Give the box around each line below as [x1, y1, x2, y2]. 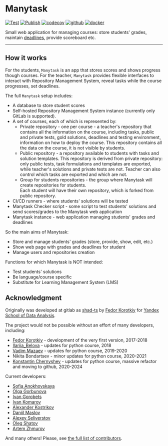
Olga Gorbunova [12, 388, 46, 394]
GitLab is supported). [12, 113, 56, 119]
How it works [5, 53, 47, 62]
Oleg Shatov [12, 420, 38, 426]
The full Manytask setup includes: [5, 92, 73, 98]
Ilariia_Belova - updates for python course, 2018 [12, 342, 111, 348]
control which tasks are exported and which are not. [19, 171, 127, 177]
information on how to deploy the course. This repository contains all [19, 139, 162, 145]
